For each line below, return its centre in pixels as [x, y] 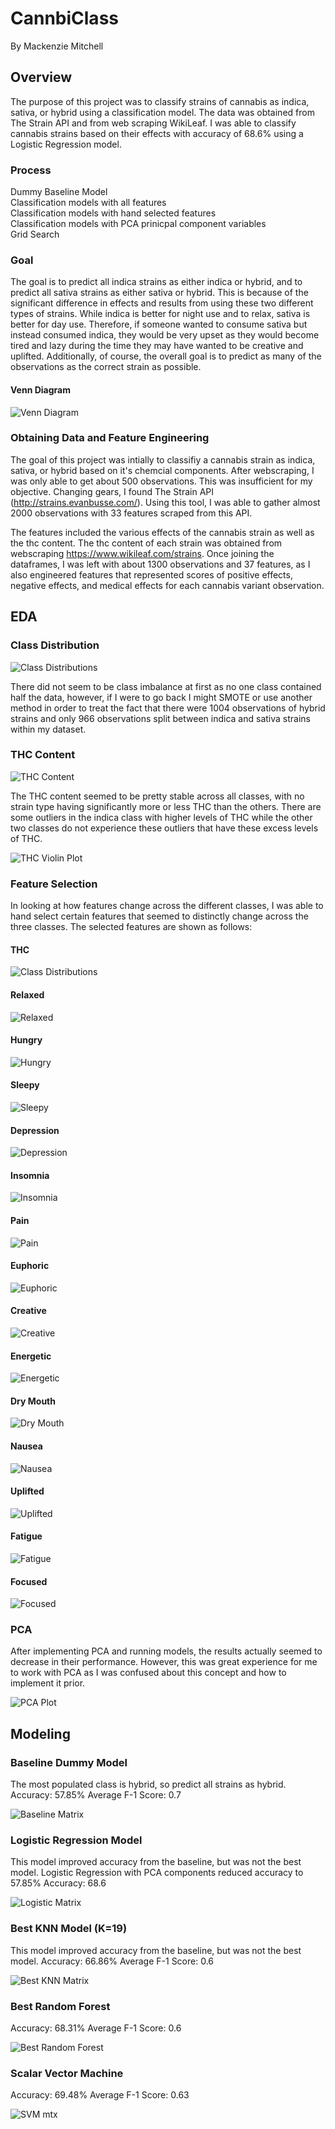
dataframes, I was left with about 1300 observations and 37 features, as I [160, 564]
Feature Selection [54, 884]
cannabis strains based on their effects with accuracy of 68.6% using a [157, 133]
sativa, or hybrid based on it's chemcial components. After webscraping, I [162, 470]
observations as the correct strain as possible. [106, 367]
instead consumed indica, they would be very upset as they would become [165, 335]
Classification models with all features [88, 203]
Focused [29, 1581]
